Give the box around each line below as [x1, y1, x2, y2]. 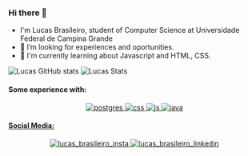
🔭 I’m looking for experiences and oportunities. [19, 42, 174, 52]
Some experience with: [8, 84, 87, 94]
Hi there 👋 [8, 7, 48, 18]
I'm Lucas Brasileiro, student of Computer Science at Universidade [19, 26, 240, 35]
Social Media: [8, 121, 54, 130]
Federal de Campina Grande [19, 34, 114, 43]
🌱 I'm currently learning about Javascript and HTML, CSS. [19, 51, 211, 61]
